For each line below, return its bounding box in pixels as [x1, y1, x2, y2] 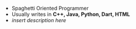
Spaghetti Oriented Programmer [11, 5, 89, 11]
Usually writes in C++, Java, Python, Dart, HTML [11, 11, 130, 18]
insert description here [11, 17, 67, 23]
